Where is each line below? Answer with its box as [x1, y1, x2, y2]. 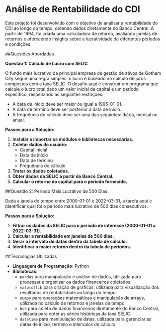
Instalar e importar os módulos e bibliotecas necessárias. [12, 136, 134, 142]
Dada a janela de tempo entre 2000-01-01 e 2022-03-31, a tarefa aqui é [5, 198, 153, 204]
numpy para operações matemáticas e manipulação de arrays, [19, 295, 145, 301]
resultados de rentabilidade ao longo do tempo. [19, 289, 117, 295]
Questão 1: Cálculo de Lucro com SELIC [5, 60, 88, 66]
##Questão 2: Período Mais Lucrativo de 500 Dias [5, 188, 108, 194]
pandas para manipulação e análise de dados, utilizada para [19, 273, 141, 280]
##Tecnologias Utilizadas [5, 253, 57, 259]
